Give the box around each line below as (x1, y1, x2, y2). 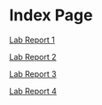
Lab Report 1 (9, 34, 55, 45)
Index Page (9, 5, 93, 26)
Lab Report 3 (9, 68, 57, 79)
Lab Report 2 (9, 51, 57, 62)
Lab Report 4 (9, 86, 58, 96)
